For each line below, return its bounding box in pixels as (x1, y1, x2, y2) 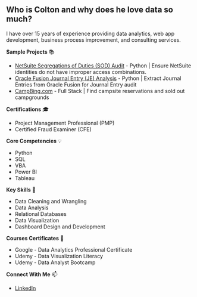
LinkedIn (14, 284, 36, 292)
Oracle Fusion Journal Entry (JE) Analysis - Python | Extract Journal (14, 75, 182, 82)
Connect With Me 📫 (6, 271, 58, 278)
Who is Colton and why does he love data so (6, 5, 174, 15)
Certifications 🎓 (6, 106, 49, 113)
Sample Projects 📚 (6, 48, 55, 55)
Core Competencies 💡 (6, 137, 62, 144)
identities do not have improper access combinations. (14, 68, 147, 75)
